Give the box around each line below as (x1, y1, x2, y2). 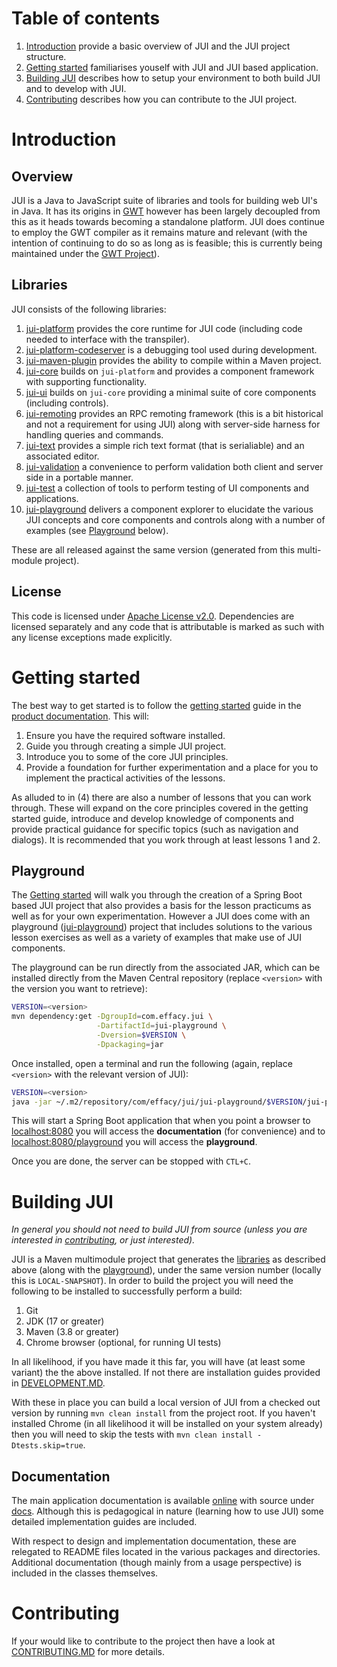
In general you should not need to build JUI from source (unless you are (11, 1223, 308, 1236)
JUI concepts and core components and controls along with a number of (25, 513, 326, 526)
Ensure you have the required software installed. (25, 729, 226, 741)
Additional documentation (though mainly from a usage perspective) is (11, 1557, 302, 1569)
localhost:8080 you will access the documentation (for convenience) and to (11, 1125, 326, 1137)
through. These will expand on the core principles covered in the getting (11, 802, 309, 814)
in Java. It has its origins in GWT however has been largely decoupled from (11, 205, 321, 217)
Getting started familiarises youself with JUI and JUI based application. (25, 61, 319, 73)
